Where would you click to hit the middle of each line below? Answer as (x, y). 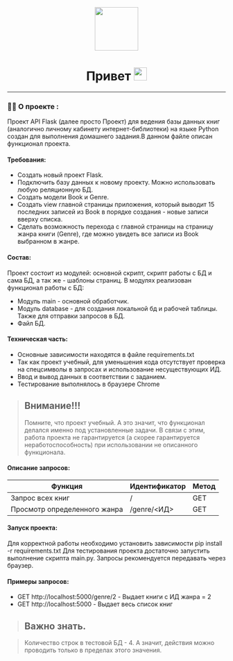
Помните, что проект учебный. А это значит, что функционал (114, 422)
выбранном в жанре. (48, 242)
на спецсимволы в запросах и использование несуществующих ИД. (119, 369)
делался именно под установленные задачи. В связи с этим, (115, 430)
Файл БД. (32, 323)
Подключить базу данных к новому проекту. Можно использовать (116, 183)
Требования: (27, 160)
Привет (109, 76)
